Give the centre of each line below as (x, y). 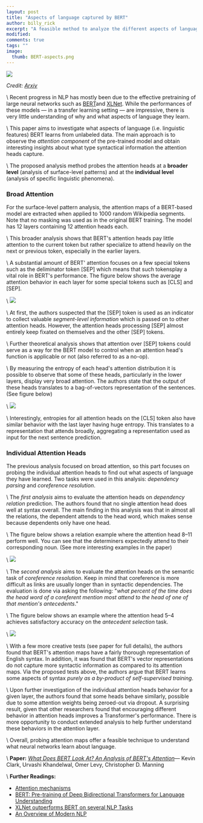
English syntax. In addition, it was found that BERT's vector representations (100, 659)
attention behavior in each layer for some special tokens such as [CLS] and (100, 282)
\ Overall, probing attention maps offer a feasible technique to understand (98, 740)
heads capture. (25, 154)
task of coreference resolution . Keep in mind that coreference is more (93, 578)
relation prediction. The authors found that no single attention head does (97, 504)
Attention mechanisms (43, 788)
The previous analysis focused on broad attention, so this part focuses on (98, 466)
